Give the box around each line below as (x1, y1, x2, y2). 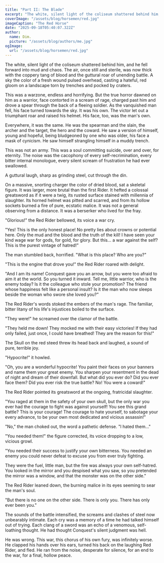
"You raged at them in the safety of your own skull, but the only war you (5, 398, 150, 404)
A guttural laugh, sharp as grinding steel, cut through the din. (5, 172, 128, 178)
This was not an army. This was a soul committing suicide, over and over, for (5, 147, 159, 153)
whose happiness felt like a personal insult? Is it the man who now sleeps (5, 286, 152, 292)
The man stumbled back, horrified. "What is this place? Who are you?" (5, 251, 147, 257)
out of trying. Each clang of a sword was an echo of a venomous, (5, 522, 136, 528)
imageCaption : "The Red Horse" (5, 21, 69, 26)
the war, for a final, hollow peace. (5, 552, 72, 558)
